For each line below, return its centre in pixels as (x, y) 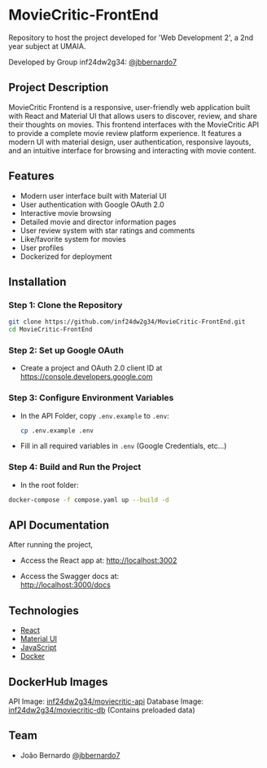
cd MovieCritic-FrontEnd (50, 330)
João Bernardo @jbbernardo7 (70, 755)
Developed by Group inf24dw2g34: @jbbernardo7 (93, 62)
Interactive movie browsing (66, 213)
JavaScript (38, 647)
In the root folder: (49, 485)
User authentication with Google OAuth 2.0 (92, 204)
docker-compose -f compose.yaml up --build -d (89, 500)
